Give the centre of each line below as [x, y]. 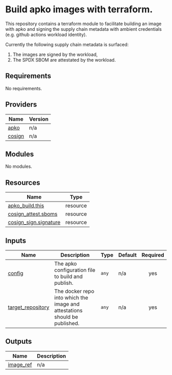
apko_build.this [26, 206]
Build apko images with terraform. [79, 9]
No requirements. [24, 88]
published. [67, 323]
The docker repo [74, 291]
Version [39, 119]
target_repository [29, 307]
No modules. [19, 166]
